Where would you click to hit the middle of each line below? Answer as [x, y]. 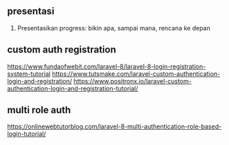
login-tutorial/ [27, 134]
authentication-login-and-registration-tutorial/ [73, 88]
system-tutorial [29, 74]
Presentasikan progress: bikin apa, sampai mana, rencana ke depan [114, 28]
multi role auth [39, 110]
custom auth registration [62, 50]
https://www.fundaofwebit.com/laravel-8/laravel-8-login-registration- [107, 66]
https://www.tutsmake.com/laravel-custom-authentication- [136, 74]
